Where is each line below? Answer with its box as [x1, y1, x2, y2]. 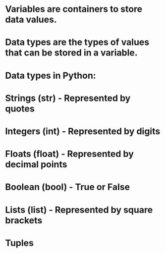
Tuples [5, 237, 34, 249]
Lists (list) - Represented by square [5, 204, 153, 215]
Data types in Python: [5, 70, 96, 81]
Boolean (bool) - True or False [5, 182, 130, 193]
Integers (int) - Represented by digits [5, 125, 161, 137]
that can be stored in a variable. [5, 47, 138, 58]
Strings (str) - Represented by [5, 93, 131, 103]
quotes [5, 103, 35, 114]
